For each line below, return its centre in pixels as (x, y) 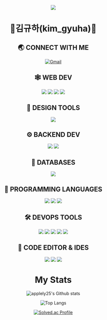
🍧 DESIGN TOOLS (53, 108)
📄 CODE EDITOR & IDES (53, 248)
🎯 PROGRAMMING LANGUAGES (53, 189)
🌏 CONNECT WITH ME (53, 48)
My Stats (53, 280)
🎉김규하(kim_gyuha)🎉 (53, 29)
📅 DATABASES (53, 162)
